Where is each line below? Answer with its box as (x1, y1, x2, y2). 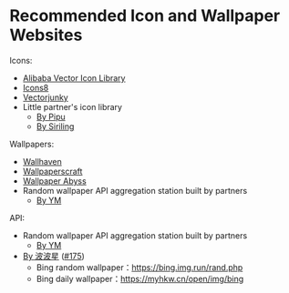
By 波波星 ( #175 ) (22, 250, 85, 261)
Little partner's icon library (22, 101, 123, 112)
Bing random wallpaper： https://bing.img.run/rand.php (36, 261, 243, 273)
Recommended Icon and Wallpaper (9, 5, 281, 26)
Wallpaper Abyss (22, 175, 87, 187)
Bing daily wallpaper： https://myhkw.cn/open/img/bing (36, 273, 244, 284)
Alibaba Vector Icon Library (22, 72, 126, 83)
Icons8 (22, 82, 49, 93)
